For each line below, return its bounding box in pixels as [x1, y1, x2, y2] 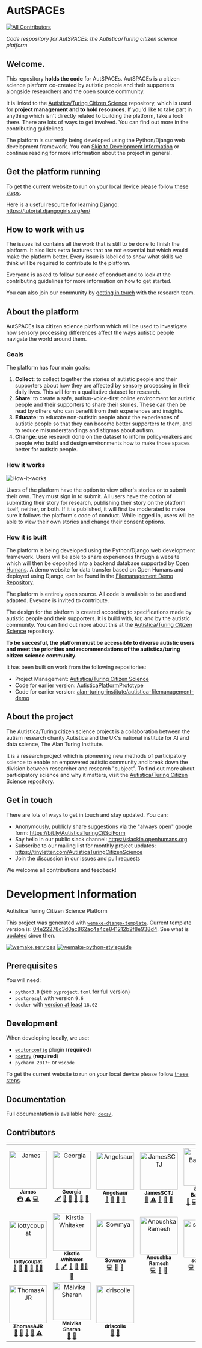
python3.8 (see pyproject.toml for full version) [14, 988, 130, 995]
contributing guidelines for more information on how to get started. [6, 278, 172, 285]
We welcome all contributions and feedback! [6, 866, 117, 873]
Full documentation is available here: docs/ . [6, 1110, 114, 1118]
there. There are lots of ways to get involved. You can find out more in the [6, 118, 189, 126]
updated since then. [6, 932, 56, 939]
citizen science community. [6, 652, 77, 659]
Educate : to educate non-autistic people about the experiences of [14, 414, 179, 421]
